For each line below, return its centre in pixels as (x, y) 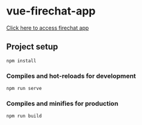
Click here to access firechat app (48, 28)
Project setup (32, 47)
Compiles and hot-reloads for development (71, 75)
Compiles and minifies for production (62, 103)
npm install (21, 61)
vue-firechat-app (51, 11)
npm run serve (24, 89)
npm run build (24, 116)
